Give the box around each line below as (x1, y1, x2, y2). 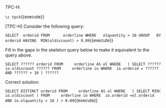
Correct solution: (5, 79, 40, 85)
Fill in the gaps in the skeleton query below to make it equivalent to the (5, 47, 150, 53)
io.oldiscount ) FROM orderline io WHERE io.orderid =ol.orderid (5, 93, 155, 98)
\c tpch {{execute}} (5, 14, 45, 19)
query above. (5, 52, 32, 58)
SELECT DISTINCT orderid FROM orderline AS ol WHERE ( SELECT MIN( (5, 89, 162, 94)
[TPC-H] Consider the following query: (5, 23, 84, 29)
